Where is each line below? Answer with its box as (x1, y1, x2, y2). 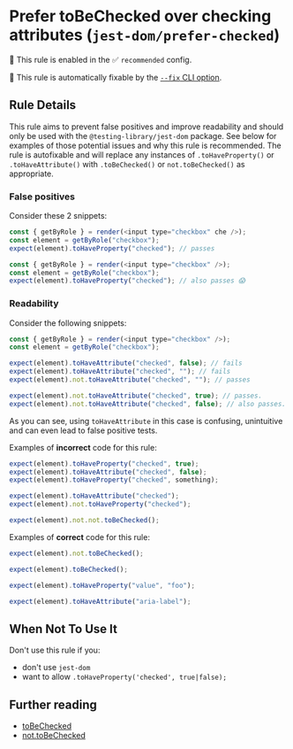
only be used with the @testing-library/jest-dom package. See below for (9, 130, 277, 141)
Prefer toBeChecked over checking (9, 6, 272, 27)
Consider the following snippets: (9, 317, 127, 328)
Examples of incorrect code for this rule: (9, 442, 157, 452)
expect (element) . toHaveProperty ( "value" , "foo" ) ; (9, 581, 196, 590)
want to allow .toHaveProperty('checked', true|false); (21, 671, 228, 683)
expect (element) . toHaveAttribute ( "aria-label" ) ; (9, 597, 192, 606)
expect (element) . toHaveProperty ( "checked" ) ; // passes (9, 243, 215, 253)
